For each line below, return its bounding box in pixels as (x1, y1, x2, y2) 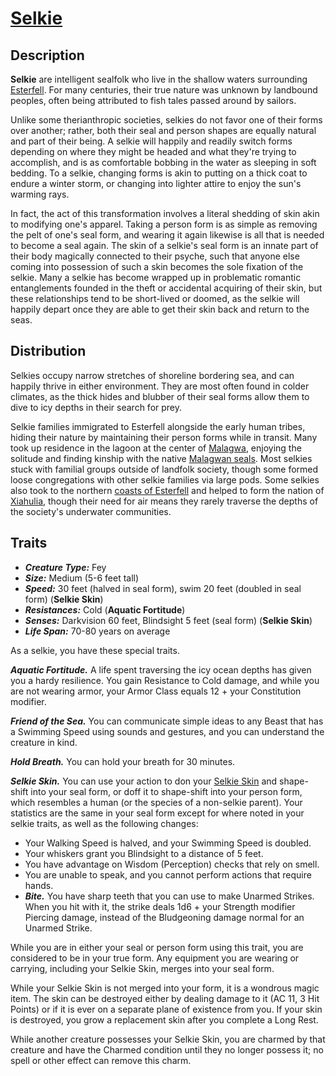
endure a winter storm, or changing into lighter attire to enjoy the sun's (10, 178, 302, 189)
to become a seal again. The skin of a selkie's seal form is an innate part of (10, 240, 319, 251)
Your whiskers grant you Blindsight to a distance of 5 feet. (24, 847, 264, 859)
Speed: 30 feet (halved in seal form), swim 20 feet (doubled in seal (24, 582, 302, 594)
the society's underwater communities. (10, 505, 172, 517)
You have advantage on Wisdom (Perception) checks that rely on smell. (24, 858, 320, 870)
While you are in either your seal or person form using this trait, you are (10, 941, 304, 953)
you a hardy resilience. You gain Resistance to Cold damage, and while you (10, 674, 320, 686)
